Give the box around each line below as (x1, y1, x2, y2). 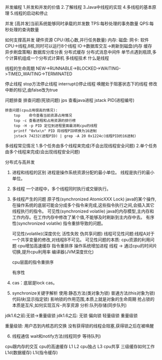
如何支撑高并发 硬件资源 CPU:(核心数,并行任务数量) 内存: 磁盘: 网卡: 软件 (5, 37, 149, 43)
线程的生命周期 (5, 65, 35, 71)
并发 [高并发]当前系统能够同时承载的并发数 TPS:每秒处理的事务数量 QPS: (5, 21, 150, 26)
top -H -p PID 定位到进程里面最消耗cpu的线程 (14, 123, 98, 128)
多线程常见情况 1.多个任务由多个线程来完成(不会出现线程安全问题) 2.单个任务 (5, 143, 157, 148)
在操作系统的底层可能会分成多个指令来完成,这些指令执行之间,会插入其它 (12, 202, 155, 208)
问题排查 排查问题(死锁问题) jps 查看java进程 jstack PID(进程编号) (5, 98, 134, 103)
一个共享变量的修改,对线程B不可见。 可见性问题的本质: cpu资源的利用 (12, 237, 150, 243)
